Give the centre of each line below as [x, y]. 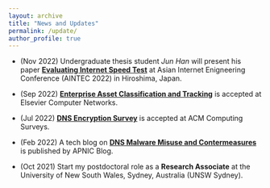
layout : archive [35, 16]
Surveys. [35, 127]
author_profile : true [45, 38]
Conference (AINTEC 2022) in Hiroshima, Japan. [101, 78]
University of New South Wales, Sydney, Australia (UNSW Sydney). [131, 175]
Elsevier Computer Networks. [69, 102]
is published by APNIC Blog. [66, 151]
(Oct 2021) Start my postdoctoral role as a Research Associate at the [135, 167]
